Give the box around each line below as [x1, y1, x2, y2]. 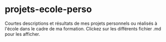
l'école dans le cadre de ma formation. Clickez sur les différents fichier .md [5, 25, 161, 31]
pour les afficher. [5, 31, 40, 37]
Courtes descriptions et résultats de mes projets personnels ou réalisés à [5, 20, 157, 26]
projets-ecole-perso [5, 4, 92, 15]
